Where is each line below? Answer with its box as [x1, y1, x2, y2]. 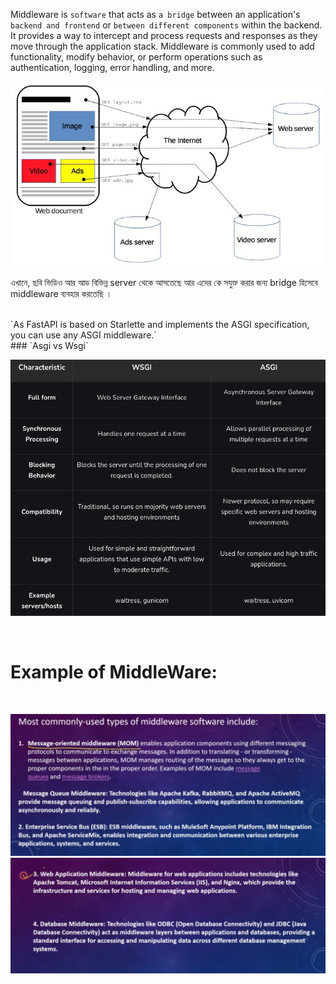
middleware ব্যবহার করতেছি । [10, 287, 113, 299]
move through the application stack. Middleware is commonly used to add [10, 40, 315, 52]
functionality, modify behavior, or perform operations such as [10, 51, 263, 63]
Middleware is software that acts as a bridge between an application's [10, 9, 301, 20]
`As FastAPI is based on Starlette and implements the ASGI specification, [10, 318, 310, 330]
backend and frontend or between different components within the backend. [10, 19, 323, 31]
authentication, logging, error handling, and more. [10, 62, 215, 73]
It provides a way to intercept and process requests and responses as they [10, 30, 318, 41]
